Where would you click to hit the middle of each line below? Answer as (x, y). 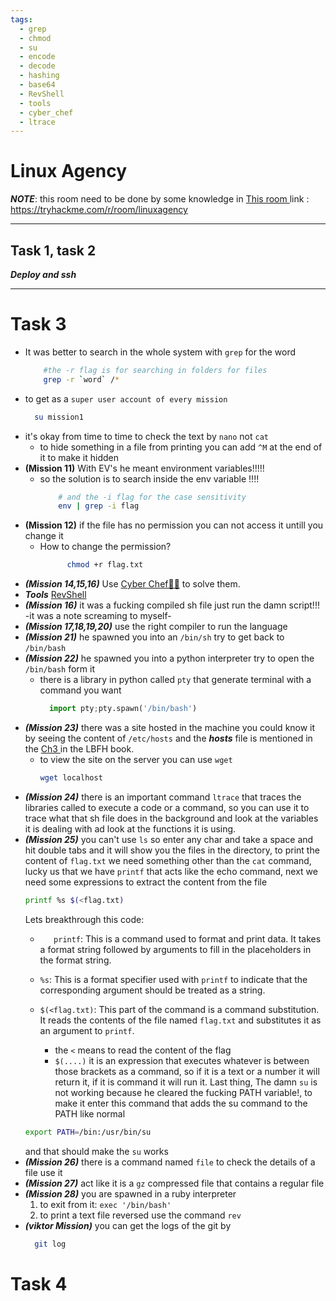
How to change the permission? (105, 547)
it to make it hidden (79, 457)
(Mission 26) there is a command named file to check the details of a (170, 1162)
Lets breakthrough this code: (84, 919)
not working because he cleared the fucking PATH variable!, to (183, 1092)
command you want (80, 690)
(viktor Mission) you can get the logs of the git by (128, 1225)
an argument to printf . (87, 1030)
